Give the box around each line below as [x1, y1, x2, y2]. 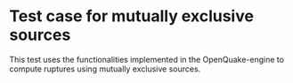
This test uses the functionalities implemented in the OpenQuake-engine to [9, 54, 285, 64]
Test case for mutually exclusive [9, 6, 254, 26]
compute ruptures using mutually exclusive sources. [9, 64, 201, 74]
